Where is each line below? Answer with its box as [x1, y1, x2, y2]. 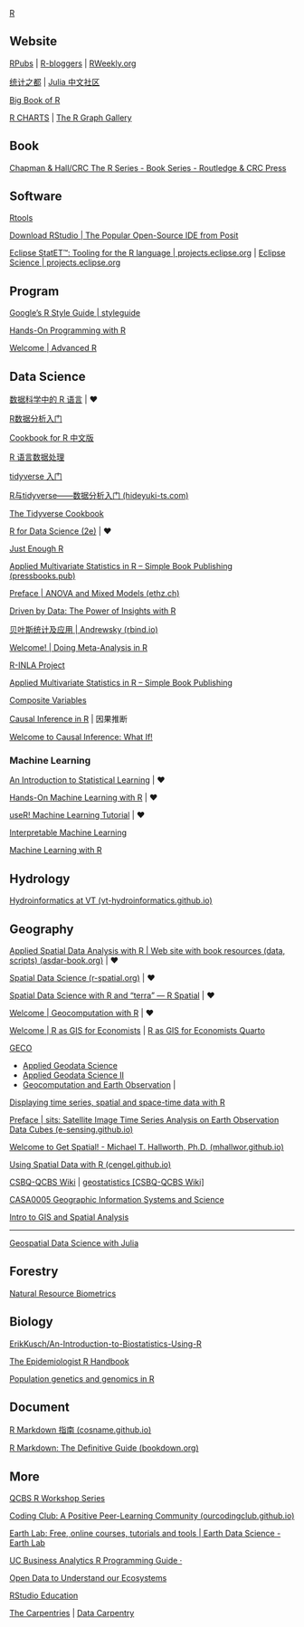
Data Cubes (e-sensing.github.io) [9, 1124, 134, 1135]
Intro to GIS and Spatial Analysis [9, 1212, 129, 1223]
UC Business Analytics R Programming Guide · [9, 1556, 183, 1566]
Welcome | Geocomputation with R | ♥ [9, 1007, 155, 1018]
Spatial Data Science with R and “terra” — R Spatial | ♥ [9, 990, 215, 1001]
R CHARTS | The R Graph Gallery [9, 112, 133, 123]
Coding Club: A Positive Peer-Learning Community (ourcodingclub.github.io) [9, 1510, 295, 1521]
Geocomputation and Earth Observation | [22, 1079, 176, 1089]
